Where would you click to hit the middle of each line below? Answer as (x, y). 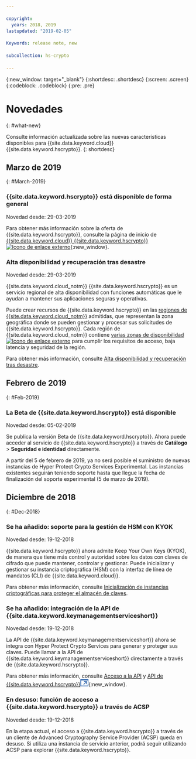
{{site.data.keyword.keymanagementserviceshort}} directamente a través (94, 658)
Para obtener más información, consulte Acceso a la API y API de (85, 676)
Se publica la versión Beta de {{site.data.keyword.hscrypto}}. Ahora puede (96, 437)
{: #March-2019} (26, 182)
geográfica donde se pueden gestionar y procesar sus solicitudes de (89, 322)
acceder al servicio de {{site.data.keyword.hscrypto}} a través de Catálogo (97, 443)
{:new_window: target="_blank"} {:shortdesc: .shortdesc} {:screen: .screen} (97, 79)
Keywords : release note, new (42, 43)
